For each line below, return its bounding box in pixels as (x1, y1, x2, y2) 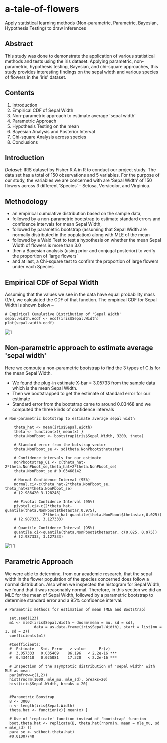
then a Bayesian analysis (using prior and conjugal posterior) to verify (12, 248, 156, 254)
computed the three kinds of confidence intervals (12, 406, 114, 412)
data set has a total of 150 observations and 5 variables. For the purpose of (5, 172, 160, 178)
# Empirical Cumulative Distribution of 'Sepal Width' (5, 312, 122, 317)
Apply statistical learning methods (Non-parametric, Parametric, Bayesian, (5, 20, 158, 26)
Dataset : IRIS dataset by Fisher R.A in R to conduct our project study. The (5, 167, 156, 173)
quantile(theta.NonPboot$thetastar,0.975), (5, 508, 97, 513)
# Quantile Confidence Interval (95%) (14, 525, 95, 530)
